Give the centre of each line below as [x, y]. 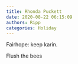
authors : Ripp [24, 22]
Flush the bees [24, 56]
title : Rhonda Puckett [34, 11]
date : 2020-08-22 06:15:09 [39, 17]
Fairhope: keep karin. [32, 45]
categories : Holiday [32, 28]
